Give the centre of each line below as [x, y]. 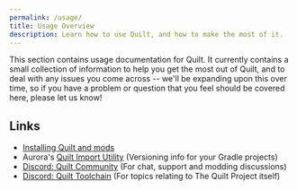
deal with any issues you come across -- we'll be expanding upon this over [148, 79]
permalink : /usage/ [46, 17]
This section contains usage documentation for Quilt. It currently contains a [149, 60]
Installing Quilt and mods [68, 148]
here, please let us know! [56, 98]
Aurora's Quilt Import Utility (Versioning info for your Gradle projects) [150, 157]
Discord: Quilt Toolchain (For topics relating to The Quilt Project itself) [151, 177]
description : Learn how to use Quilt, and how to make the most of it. [146, 34]
